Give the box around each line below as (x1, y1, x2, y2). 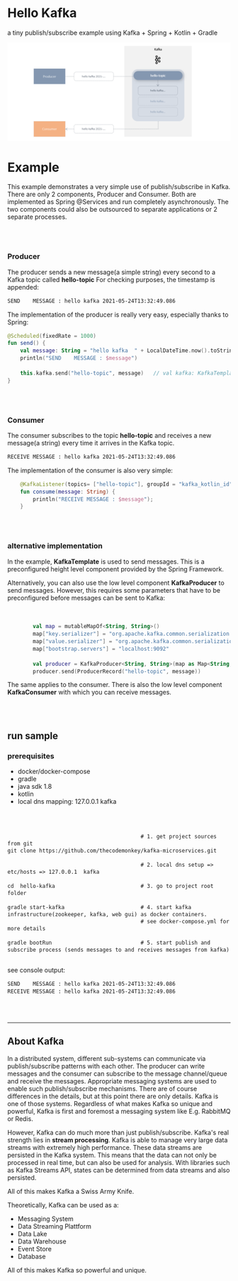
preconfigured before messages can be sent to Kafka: (7, 593, 165, 602)
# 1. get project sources (140, 833, 217, 841)
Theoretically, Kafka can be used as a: (7, 1200, 119, 1209)
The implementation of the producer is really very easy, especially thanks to (7, 310, 229, 319)
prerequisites (7, 751, 55, 761)
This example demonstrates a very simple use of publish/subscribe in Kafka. (7, 183, 231, 191)
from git (7, 841, 33, 848)
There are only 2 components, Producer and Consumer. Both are (7, 190, 197, 199)
